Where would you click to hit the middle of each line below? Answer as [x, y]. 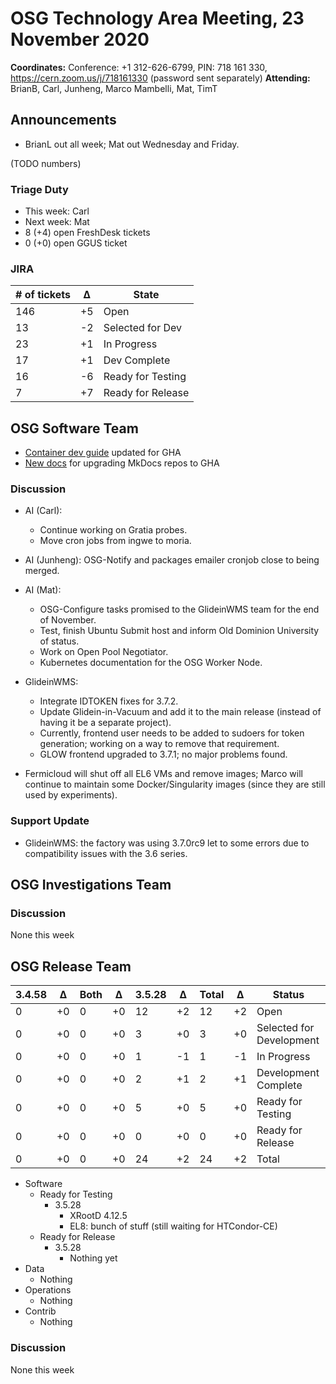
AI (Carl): [43, 511]
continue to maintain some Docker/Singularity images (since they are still [175, 784]
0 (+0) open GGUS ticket [76, 243]
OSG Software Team [74, 428]
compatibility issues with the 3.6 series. [106, 853]
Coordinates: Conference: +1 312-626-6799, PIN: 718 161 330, [139, 67]
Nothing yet [93, 1258]
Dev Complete [137, 360]
